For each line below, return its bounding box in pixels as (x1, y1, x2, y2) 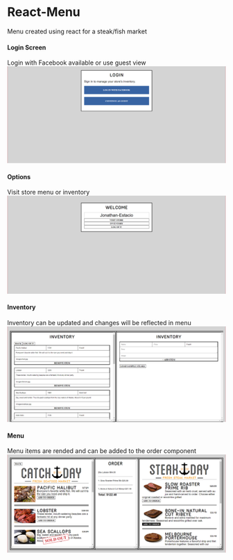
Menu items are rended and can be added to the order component (7, 447, 196, 455)
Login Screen (7, 43, 46, 51)
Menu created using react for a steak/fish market (7, 27, 147, 35)
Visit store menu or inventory (7, 188, 90, 197)
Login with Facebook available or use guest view (7, 58, 147, 67)
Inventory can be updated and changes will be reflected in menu (7, 318, 192, 327)
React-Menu (7, 4, 81, 20)
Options (7, 172, 31, 181)
